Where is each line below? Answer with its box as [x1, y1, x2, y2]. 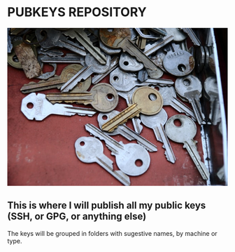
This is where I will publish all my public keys [7, 199, 206, 211]
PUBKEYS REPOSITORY [7, 4, 147, 20]
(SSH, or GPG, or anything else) [7, 211, 147, 223]
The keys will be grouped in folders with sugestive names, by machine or [7, 229, 218, 237]
